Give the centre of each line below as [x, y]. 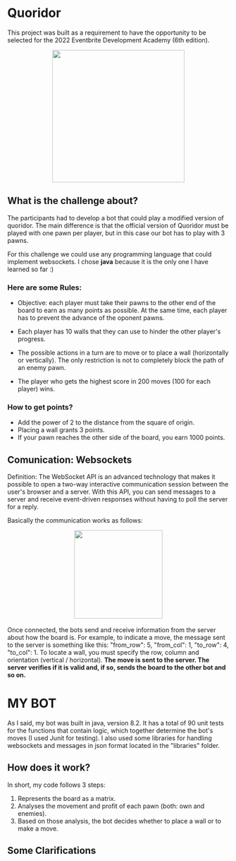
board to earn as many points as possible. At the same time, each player [122, 310]
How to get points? [40, 407]
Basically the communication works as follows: [75, 521]
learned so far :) [31, 269]
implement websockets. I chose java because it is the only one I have [108, 261]
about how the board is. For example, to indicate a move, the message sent [116, 638]
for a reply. [23, 507]
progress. [31, 339]
